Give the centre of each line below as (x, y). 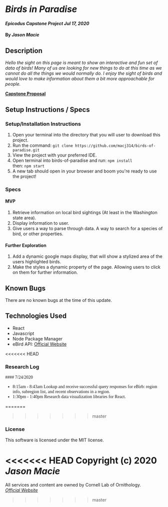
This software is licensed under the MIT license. (54, 440)
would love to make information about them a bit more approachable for (80, 79)
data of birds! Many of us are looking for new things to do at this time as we (83, 68)
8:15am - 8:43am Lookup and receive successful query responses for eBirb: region (85, 387)
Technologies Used (36, 316)
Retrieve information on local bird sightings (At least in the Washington (85, 212)
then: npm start (28, 165)
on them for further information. (45, 272)
